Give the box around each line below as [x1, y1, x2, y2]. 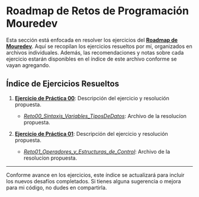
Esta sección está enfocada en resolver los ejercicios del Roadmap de [6, 36, 178, 43]
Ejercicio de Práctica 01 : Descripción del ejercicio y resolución [14, 130, 168, 137]
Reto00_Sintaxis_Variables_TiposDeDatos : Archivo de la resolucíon [23, 112, 187, 119]
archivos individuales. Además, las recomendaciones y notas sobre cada [6, 49, 184, 56]
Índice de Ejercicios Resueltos [6, 79, 120, 89]
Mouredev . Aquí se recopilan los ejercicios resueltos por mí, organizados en [6, 43, 192, 50]
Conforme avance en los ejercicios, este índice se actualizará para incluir [6, 171, 185, 179]
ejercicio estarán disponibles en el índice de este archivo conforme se [6, 55, 177, 62]
